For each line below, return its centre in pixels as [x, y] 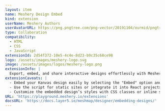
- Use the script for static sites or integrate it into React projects [85, 87]
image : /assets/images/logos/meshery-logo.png [54, 64]
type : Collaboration [26, 32]
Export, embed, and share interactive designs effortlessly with [78, 74]
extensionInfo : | [23, 69]
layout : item [18, 10]
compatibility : [21, 37]
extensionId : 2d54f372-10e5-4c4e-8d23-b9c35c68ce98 [59, 55]
